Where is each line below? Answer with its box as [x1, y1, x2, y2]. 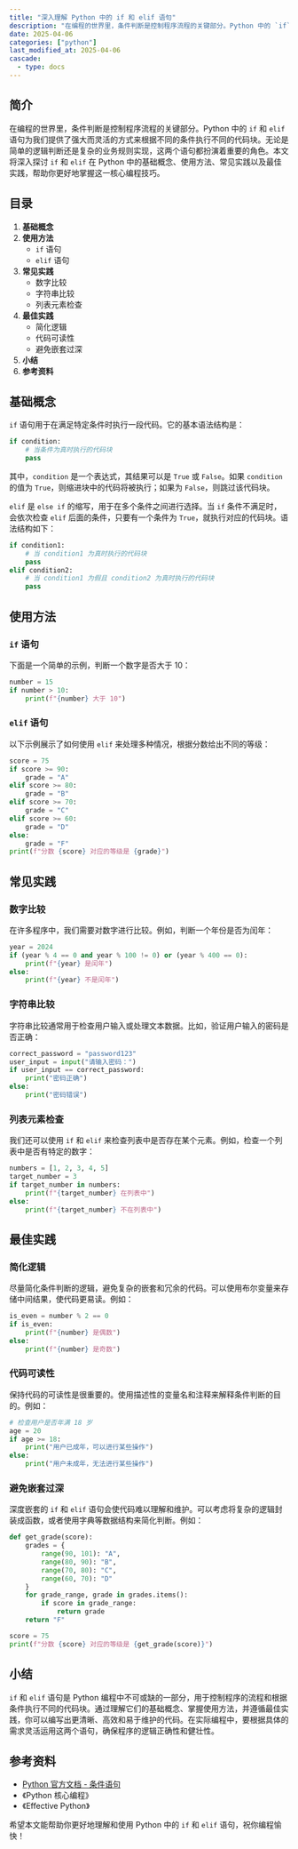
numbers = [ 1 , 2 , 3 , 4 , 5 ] [9, 1164, 109, 1173]
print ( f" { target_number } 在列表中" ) [25, 1189, 155, 1197]
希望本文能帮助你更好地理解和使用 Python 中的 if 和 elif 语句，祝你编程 [9, 1820, 275, 1830]
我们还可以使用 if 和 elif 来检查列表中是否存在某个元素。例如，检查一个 [9, 1135, 275, 1146]
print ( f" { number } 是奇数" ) [25, 1344, 122, 1354]
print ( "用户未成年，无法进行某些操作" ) [25, 1460, 153, 1469]
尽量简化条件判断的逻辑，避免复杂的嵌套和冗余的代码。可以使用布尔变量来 [9, 1283, 281, 1293]
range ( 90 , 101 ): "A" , [41, 1549, 122, 1558]
